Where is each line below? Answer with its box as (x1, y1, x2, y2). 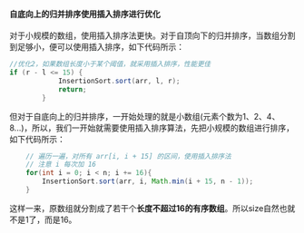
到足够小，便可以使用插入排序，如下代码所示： (9, 42, 184, 53)
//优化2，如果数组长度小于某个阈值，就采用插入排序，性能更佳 (9, 60, 211, 69)
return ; (57, 84, 88, 94)
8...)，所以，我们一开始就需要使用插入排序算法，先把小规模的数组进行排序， (9, 122, 295, 133)
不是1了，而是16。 (9, 214, 77, 225)
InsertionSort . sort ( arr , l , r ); (57, 76, 181, 85)
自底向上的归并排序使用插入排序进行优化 (9, 8, 161, 19)
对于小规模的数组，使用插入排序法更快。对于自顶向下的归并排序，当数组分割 (9, 30, 296, 41)
